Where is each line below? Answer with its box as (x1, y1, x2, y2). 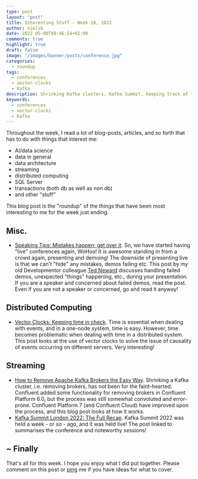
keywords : (6, 96, 31, 102)
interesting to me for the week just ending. (6, 209, 109, 216)
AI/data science (14, 147, 53, 154)
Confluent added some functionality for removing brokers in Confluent (14, 389, 186, 396)
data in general (14, 153, 51, 160)
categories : (6, 58, 35, 64)
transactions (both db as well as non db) (14, 185, 113, 192)
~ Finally (6, 444, 38, 454)
